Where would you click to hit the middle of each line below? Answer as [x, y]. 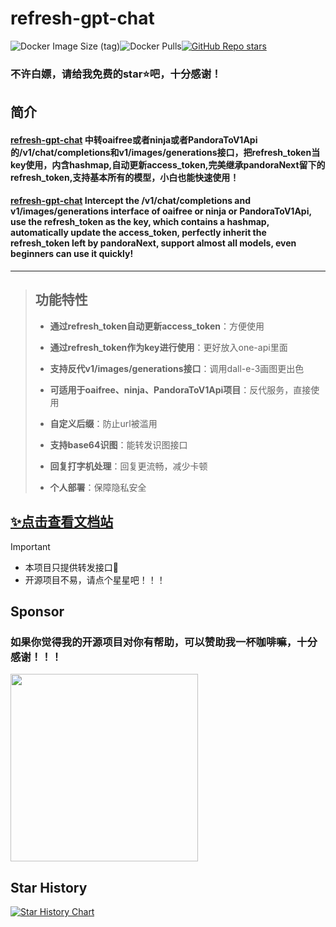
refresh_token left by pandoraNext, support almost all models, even [153, 243]
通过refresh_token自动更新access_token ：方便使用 [157, 326]
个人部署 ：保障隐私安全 [98, 487]
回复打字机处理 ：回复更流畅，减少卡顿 [128, 466]
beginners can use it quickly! [72, 254]
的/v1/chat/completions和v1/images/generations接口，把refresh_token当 [165, 152]
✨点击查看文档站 [62, 522]
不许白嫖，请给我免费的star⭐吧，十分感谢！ [116, 74]
